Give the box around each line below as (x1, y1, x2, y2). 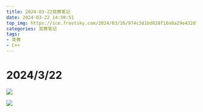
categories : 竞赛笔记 (6, 25, 57, 32)
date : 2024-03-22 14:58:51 (6, 14, 74, 20)
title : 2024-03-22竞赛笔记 (6, 8, 71, 15)
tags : (6, 31, 20, 37)
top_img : (6, 20, 28, 26)
